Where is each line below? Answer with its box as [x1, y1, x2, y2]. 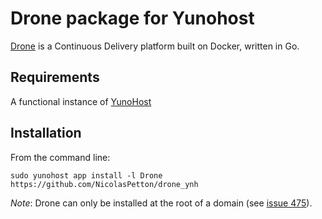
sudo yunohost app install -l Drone [10, 170, 163, 181]
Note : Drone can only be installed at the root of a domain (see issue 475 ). [10, 197, 313, 209]
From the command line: [10, 151, 111, 163]
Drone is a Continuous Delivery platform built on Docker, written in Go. [10, 40, 300, 52]
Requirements [10, 69, 100, 86]
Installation [10, 125, 82, 142]
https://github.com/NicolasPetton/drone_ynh [10, 179, 199, 189]
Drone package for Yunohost [10, 7, 255, 30]
